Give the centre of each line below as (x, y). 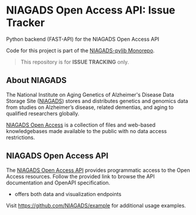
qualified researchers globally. (43, 113)
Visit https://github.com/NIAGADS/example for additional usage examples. (96, 205)
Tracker (26, 23)
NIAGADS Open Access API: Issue (91, 10)
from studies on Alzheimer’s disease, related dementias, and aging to (90, 107)
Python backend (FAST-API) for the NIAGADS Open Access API (83, 39)
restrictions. (21, 137)
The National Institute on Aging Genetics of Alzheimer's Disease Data (90, 94)
